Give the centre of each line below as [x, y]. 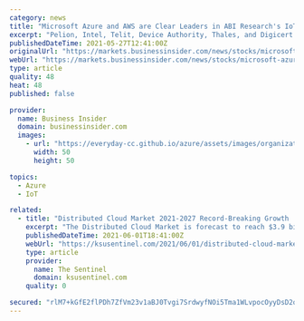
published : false [42, 93]
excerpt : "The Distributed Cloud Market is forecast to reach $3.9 [155, 228]
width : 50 [52, 152]
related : [26, 210]
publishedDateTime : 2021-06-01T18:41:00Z [104, 236]
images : [32, 136]
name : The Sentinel [70, 269]
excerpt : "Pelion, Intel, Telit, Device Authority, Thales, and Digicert [152, 34]
